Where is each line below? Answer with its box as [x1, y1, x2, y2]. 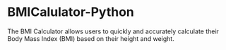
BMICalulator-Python [7, 4, 134, 20]
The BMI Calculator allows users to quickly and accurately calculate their [7, 27, 219, 35]
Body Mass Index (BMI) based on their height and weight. [7, 34, 174, 42]
